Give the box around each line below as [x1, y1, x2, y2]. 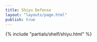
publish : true [5, 17, 36, 22]
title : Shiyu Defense [5, 7, 52, 13]
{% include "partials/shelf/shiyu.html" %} [5, 31, 92, 37]
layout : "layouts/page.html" [5, 12, 67, 17]
